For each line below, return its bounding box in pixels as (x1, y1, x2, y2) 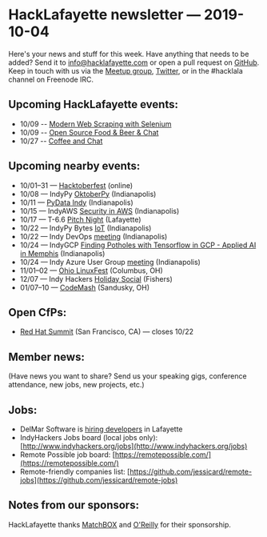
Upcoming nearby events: (8, 159, 141, 173)
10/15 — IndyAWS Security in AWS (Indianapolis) (19, 206, 180, 215)
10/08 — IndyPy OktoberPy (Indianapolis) (19, 189, 157, 198)
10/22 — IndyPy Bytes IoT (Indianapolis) (19, 222, 152, 233)
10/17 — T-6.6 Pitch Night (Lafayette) (19, 214, 141, 224)
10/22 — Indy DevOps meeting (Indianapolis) (19, 231, 168, 241)
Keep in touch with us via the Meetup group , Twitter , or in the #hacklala (8, 66, 244, 75)
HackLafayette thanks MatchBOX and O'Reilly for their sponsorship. (8, 519, 232, 529)
